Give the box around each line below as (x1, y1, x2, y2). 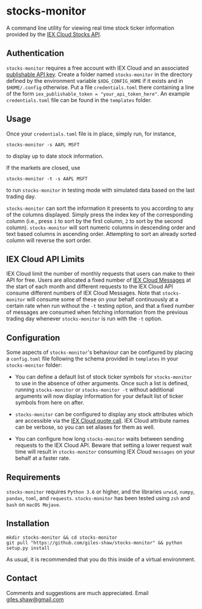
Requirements (6, 472, 60, 482)
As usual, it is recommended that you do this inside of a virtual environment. (6, 555, 196, 563)
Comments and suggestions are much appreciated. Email (6, 589, 149, 596)
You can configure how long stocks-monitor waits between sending (15, 435, 184, 443)
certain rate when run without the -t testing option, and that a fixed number (6, 302, 195, 310)
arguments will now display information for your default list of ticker (15, 392, 183, 400)
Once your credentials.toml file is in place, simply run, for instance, (6, 130, 177, 137)
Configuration (6, 333, 60, 343)
